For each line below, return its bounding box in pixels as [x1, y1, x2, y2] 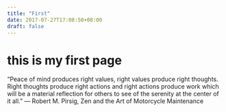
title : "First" [7, 10, 51, 17]
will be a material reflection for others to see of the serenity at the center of [7, 90, 219, 98]
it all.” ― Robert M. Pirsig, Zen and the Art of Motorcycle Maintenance [7, 97, 204, 105]
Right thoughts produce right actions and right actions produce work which [7, 82, 219, 91]
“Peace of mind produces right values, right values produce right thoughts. [7, 75, 219, 83]
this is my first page [7, 52, 122, 68]
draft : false [7, 23, 45, 30]
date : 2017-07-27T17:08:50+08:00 [7, 16, 103, 23]
